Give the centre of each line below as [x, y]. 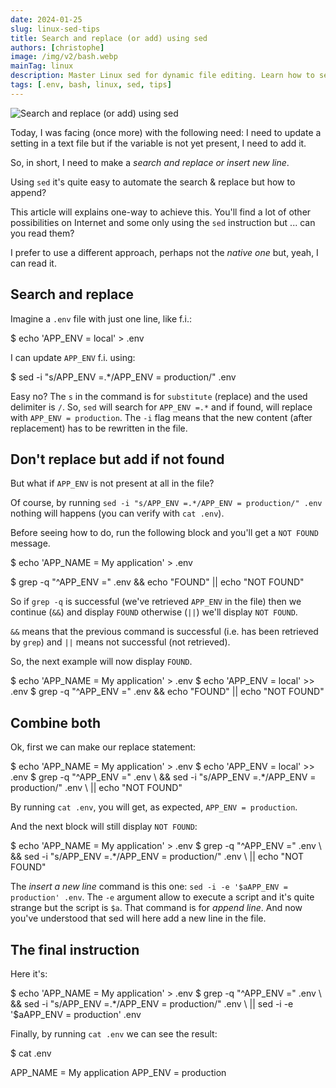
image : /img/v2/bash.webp [64, 57]
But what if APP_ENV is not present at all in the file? [112, 483]
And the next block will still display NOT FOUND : [104, 827]
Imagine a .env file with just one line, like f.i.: [101, 318]
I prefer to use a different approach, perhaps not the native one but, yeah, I [164, 252]
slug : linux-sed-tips [55, 29]
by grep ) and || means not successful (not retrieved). [120, 642]
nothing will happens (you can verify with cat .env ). [117, 513]
